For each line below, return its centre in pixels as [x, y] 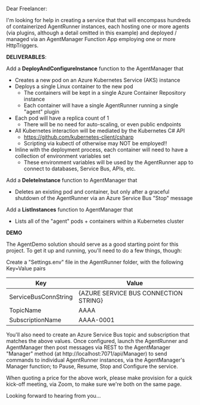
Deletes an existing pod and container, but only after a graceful [92, 192]
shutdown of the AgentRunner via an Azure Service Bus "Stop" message [104, 198]
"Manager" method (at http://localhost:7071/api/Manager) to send [87, 353]
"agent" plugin [41, 112]
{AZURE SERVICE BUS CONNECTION [131, 293]
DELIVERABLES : [26, 57]
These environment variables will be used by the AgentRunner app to [108, 162]
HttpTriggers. [22, 45]
